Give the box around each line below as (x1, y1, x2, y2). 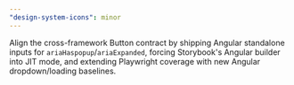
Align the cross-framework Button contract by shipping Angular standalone (9, 37, 285, 48)
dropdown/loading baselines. (9, 66, 117, 76)
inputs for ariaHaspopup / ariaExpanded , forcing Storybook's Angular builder (9, 46, 281, 58)
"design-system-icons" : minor (9, 12, 122, 22)
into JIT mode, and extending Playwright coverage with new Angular (9, 56, 261, 66)
